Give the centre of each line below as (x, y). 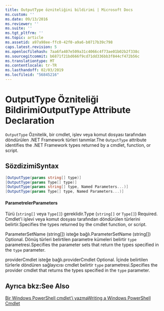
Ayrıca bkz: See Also (37, 286)
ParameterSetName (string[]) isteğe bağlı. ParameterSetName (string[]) (78, 234)
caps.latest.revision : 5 (31, 47)
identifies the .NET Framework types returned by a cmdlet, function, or (78, 145)
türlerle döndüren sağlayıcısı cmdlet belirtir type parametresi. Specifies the (81, 265)
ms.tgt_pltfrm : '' (24, 33)
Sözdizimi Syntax (32, 166)
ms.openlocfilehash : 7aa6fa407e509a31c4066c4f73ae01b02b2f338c (72, 51)
